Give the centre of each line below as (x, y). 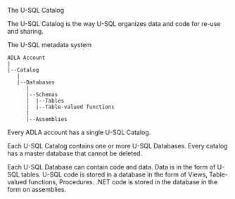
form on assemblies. (37, 190)
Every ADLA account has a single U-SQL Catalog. (79, 132)
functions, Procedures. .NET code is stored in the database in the (123, 182)
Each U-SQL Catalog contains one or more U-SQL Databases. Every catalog (118, 146)
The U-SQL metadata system (50, 45)
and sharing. (25, 31)
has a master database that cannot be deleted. (75, 153)
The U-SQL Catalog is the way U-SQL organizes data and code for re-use (114, 24)
